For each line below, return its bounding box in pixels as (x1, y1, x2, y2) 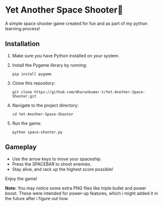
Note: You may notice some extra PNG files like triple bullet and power (5, 185, 146, 191)
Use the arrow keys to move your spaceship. (12, 156, 102, 162)
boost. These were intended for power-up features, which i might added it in (5, 190, 158, 196)
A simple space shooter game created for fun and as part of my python (5, 20, 147, 26)
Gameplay (5, 143, 37, 151)
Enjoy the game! (5, 175, 37, 182)
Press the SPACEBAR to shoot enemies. (12, 161, 91, 167)
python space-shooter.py (12, 130, 63, 134)
